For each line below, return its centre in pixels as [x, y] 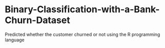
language [15, 40]
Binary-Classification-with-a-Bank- [82, 9]
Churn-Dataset [37, 20]
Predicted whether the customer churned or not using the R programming [82, 34]
